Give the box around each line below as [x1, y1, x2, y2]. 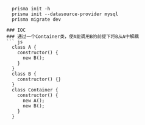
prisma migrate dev [12, 16, 62, 23]
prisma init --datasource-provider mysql [12, 11, 119, 17]
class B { [12, 71, 37, 77]
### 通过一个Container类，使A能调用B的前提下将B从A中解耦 [6, 34, 139, 40]
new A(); [22, 98, 45, 104]
